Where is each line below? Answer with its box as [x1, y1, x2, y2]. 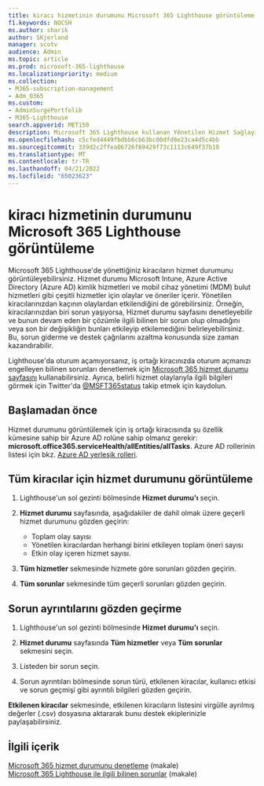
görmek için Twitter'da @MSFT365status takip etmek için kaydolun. [8, 380, 228, 390]
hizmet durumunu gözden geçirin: [19, 516, 130, 527]
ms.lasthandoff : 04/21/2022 [8, 165, 101, 173]
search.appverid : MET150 [8, 121, 90, 129]
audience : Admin [8, 48, 61, 56]
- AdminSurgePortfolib [8, 107, 82, 115]
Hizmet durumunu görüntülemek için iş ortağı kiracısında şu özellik [8, 424, 224, 434]
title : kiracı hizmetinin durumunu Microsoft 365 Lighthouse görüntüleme [8, 11, 255, 20]
